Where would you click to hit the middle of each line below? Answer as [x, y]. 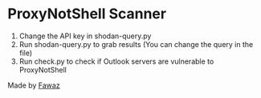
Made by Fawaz [34, 85]
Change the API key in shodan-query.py [85, 36]
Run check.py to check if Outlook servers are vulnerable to [116, 61]
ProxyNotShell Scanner [87, 14]
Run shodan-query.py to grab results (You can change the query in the [136, 44]
